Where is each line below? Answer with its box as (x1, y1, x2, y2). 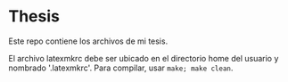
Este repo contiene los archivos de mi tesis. (8, 36, 169, 46)
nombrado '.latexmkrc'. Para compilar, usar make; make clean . (8, 62, 234, 73)
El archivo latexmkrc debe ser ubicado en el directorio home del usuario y (8, 53, 279, 63)
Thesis (8, 6, 60, 27)
